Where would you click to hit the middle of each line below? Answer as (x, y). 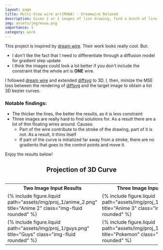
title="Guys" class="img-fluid (41, 234)
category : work (20, 32)
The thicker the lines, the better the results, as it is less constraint (77, 114)
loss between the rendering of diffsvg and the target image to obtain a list (79, 85)
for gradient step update (36, 61)
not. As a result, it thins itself (48, 135)
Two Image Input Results (52, 188)
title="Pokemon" (121, 234)
